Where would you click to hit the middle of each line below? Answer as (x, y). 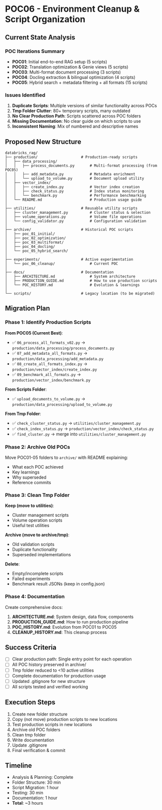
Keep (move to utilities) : (30, 506)
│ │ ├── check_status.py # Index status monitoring (75, 191)
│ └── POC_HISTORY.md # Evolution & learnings (72, 285)
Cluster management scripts (40, 515)
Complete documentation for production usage (59, 676)
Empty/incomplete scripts (38, 574)
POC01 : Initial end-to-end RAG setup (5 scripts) (60, 61)
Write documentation (33, 740)
